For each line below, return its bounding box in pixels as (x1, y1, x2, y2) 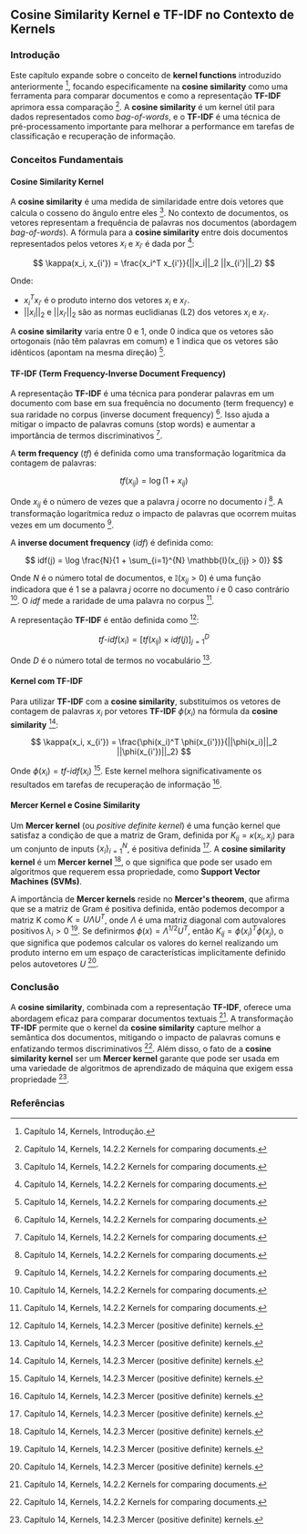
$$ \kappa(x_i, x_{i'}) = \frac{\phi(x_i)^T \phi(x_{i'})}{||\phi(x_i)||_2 (30, 737, 278, 748)
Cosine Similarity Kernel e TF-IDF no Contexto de (10, 7, 295, 23)
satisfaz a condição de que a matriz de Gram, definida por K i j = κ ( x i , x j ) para (10, 829, 295, 843)
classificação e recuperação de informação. (10, 131, 176, 141)
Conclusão (10, 981, 60, 994)
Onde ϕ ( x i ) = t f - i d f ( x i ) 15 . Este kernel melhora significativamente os (10, 764, 262, 778)
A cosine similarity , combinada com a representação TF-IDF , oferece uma (10, 1001, 292, 1012)
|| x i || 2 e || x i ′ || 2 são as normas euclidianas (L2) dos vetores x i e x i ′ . (23, 306, 270, 320)
